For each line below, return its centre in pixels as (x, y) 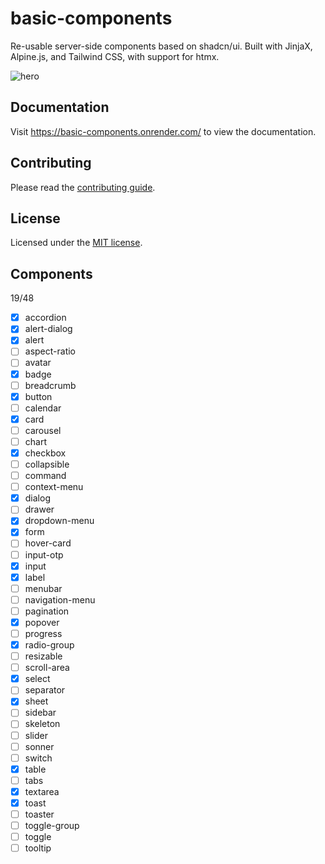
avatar (38, 363)
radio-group (49, 645)
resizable (43, 656)
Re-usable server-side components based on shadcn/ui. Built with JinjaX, (161, 46)
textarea (42, 791)
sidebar (40, 713)
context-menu (54, 487)
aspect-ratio (50, 351)
